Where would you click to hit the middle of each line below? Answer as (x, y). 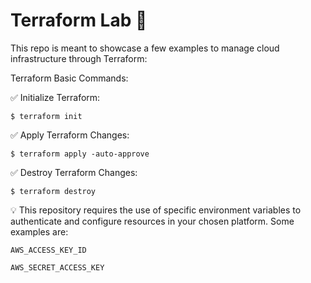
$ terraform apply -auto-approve (80, 154)
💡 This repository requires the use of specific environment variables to (156, 210)
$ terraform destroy (53, 191)
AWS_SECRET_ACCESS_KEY (57, 267)
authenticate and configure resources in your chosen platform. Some (152, 221)
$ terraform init (46, 116)
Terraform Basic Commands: (69, 78)
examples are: (39, 231)
